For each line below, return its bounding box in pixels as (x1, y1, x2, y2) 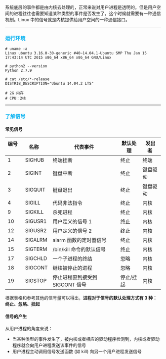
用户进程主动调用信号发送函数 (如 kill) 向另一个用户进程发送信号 (12, 348, 142, 354)
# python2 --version (5, 64, 48, 69)
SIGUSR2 (25, 227, 47, 234)
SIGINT (25, 170, 42, 177)
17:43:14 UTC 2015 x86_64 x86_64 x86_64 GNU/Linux (5, 55, 112, 60)
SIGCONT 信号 (52, 281, 86, 288)
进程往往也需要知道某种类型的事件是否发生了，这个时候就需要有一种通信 (13, 10, 161, 16)
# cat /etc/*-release (5, 77, 50, 82)
